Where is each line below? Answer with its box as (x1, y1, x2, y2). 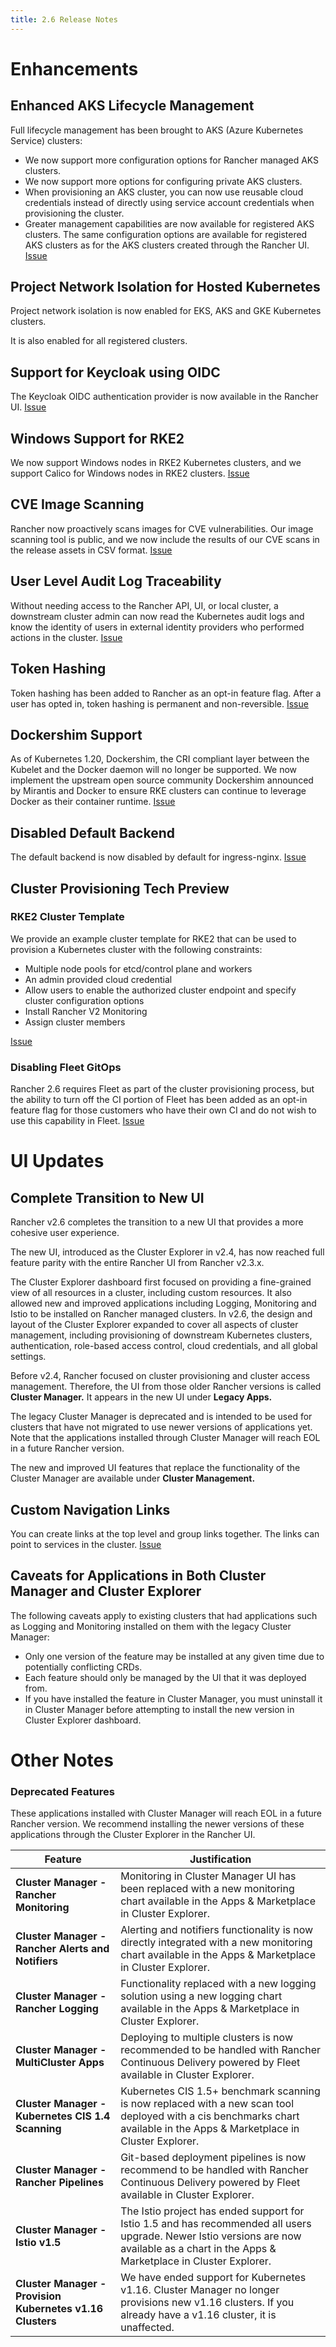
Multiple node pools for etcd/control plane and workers (24, 962, 253, 975)
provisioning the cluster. (24, 207, 125, 219)
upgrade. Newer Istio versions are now (120, 2229, 302, 2243)
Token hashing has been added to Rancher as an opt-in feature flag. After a (10, 687, 322, 699)
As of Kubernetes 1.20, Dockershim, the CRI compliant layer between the (10, 753, 310, 765)
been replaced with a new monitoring (120, 1882, 295, 1896)
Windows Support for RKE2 (10, 430, 185, 447)
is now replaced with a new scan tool (120, 2097, 294, 2111)
